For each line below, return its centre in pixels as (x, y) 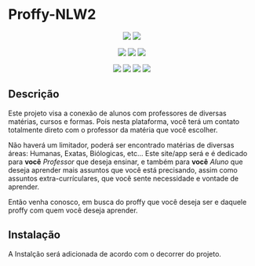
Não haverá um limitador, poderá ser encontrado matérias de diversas (121, 145)
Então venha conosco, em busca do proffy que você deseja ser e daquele (127, 202)
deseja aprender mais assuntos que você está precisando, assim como (123, 169)
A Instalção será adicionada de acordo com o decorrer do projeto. (115, 253)
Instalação (35, 235)
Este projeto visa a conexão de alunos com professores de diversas (118, 113)
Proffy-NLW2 (52, 15)
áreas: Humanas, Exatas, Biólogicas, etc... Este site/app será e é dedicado (128, 153)
